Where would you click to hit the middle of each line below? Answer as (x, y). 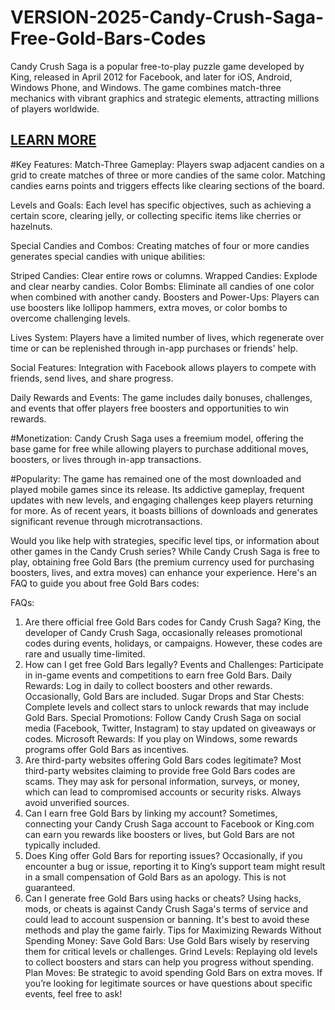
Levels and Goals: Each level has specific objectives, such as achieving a (161, 205)
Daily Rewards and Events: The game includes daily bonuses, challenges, (161, 397)
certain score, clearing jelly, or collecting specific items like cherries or (156, 215)
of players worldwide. (55, 108)
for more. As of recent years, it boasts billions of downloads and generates (164, 510)
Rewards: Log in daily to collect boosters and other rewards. (148, 685)
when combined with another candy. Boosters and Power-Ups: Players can (165, 297)
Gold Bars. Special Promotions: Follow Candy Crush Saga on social (163, 717)
